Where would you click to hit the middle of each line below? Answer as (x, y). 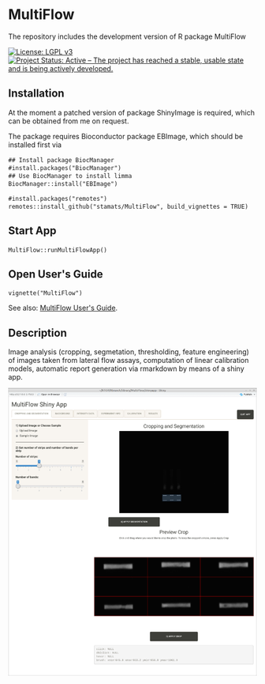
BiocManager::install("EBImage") (63, 183)
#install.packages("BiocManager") (65, 168)
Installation (36, 94)
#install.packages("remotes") (58, 198)
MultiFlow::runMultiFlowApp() (58, 250)
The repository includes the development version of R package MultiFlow (127, 36)
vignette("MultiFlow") (45, 293)
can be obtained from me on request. (69, 121)
